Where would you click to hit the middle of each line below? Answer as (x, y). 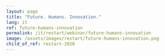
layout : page (22, 11)
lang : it (17, 22)
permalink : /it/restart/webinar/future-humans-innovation (79, 33)
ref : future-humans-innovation (44, 28)
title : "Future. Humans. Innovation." (54, 17)
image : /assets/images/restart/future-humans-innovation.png (83, 38)
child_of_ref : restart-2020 (41, 44)
